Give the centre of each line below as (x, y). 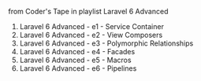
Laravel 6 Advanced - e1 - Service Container (91, 26)
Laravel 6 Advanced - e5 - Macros (75, 60)
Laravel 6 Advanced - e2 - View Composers (91, 35)
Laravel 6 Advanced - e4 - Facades (77, 52)
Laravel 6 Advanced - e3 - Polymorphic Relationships (106, 43)
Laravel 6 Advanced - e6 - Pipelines (78, 68)
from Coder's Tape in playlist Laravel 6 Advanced (88, 11)
